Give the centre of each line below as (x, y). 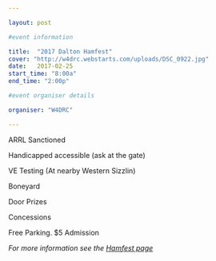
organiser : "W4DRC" (41, 110)
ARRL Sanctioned (37, 140)
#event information (41, 37)
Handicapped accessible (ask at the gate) (77, 155)
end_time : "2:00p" (39, 81)
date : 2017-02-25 (41, 66)
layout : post (30, 22)
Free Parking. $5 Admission (54, 232)
